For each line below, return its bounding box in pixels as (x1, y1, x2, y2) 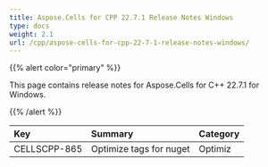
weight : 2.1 (9, 29, 54, 38)
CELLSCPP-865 (13, 143, 83, 155)
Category (198, 128, 240, 140)
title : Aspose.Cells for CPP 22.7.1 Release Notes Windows (9, 13, 234, 22)
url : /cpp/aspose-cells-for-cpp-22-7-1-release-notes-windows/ (9, 38, 250, 47)
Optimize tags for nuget (90, 143, 190, 155)
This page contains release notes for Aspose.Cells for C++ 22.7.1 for (9, 79, 260, 90)
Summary (90, 128, 134, 140)
